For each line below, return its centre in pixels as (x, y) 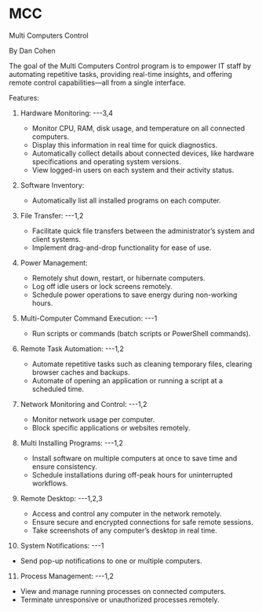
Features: (24, 97)
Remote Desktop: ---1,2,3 (61, 498)
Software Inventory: (52, 185)
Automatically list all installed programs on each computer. (127, 200)
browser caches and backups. (81, 372)
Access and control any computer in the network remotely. (127, 513)
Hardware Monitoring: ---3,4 (66, 113)
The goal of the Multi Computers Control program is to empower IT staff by (130, 66)
